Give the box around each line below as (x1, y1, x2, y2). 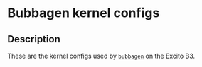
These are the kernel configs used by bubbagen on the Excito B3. (7, 51, 196, 60)
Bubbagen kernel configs (7, 5, 160, 21)
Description (7, 33, 60, 45)
